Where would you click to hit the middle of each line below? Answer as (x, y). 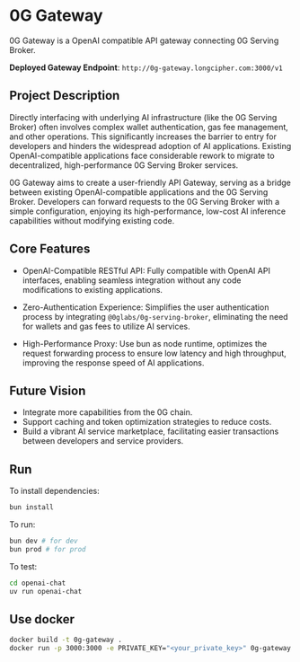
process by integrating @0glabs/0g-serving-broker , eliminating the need (155, 316)
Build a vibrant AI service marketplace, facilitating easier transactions (150, 431)
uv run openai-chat (46, 591)
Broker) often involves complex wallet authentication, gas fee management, (149, 127)
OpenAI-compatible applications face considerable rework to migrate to (142, 155)
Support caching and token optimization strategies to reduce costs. (147, 422)
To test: (23, 566)
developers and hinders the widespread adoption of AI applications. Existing (150, 146)
